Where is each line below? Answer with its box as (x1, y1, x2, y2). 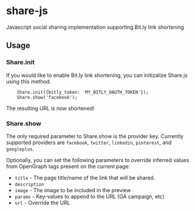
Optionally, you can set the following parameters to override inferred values (6, 156, 190, 163)
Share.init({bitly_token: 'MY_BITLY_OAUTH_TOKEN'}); (16, 89, 149, 95)
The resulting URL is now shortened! (6, 105, 95, 112)
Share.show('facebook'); (16, 94, 78, 101)
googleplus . (6, 145, 34, 152)
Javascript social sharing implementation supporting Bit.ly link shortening (6, 24, 184, 31)
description (14, 181, 44, 187)
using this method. (6, 78, 51, 85)
